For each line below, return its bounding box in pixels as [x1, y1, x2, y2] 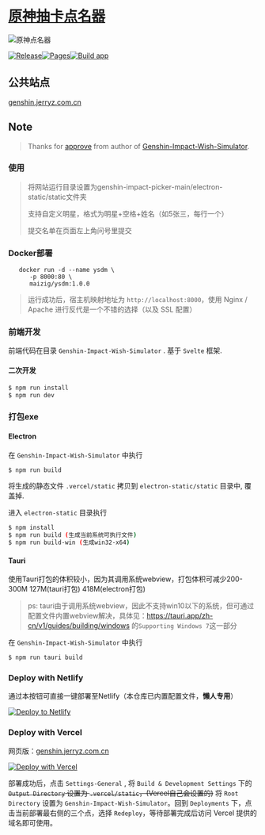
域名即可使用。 [8, 818, 57, 827]
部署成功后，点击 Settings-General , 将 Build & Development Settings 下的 [8, 778, 252, 787]
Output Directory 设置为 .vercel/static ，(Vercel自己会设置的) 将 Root [8, 788, 239, 798]
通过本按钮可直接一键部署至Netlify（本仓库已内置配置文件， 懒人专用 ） [8, 691, 238, 701]
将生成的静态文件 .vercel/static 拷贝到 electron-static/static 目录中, [8, 481, 243, 491]
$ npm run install [8, 384, 69, 392]
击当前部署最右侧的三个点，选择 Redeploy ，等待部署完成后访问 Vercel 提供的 [8, 808, 257, 818]
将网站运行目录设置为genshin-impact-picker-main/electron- [27, 182, 223, 191]
